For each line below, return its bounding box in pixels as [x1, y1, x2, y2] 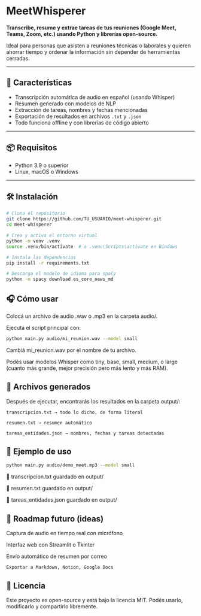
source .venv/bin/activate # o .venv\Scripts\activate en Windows [6, 244, 178, 250]
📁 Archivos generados [6, 382, 91, 392]
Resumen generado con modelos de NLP [14, 100, 117, 107]
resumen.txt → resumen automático [6, 420, 93, 426]
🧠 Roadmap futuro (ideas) [6, 514, 103, 524]
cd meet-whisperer [6, 221, 52, 228]
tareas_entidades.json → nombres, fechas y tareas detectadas [6, 430, 165, 436]
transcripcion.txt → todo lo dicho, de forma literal [6, 409, 144, 415]
